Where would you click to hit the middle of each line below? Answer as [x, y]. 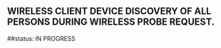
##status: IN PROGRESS [41, 38]
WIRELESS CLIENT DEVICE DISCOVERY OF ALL [109, 11]
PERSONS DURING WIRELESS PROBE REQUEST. [111, 22]
